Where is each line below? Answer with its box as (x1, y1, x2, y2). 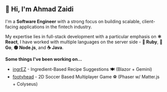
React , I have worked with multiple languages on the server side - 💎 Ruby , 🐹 (5, 39, 163, 45)
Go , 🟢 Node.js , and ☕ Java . (5, 44, 64, 50)
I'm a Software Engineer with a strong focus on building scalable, (5, 18, 141, 24)
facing (5, 24, 19, 30)
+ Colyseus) (12, 81, 38, 87)
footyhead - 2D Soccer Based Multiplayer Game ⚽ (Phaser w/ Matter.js (12, 73, 160, 79)
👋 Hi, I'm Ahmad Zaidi (5, 5, 74, 14)
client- (142, 18, 155, 24)
